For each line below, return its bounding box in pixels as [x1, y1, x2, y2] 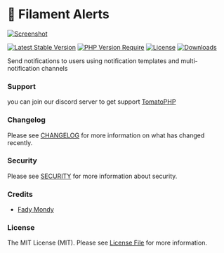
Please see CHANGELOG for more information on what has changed [7, 131, 205, 139]
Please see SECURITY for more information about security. [7, 172, 178, 180]
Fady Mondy [17, 205, 54, 214]
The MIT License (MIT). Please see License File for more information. [7, 238, 207, 247]
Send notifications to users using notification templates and [7, 56, 180, 65]
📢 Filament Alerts [7, 6, 110, 22]
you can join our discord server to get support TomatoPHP [7, 97, 176, 106]
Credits [7, 189, 33, 199]
